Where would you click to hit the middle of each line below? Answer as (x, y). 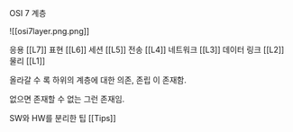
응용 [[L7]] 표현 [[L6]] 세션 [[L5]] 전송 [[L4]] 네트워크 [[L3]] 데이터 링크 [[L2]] (147, 49)
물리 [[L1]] (27, 61)
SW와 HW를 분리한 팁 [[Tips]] (63, 118)
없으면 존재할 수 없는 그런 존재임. (67, 99)
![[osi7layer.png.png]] (50, 31)
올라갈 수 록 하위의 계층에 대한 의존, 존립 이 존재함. (98, 80)
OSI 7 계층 (28, 13)
